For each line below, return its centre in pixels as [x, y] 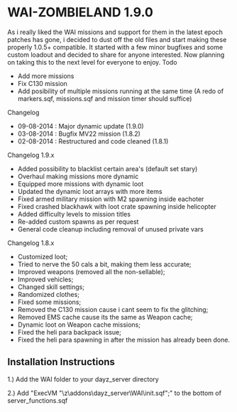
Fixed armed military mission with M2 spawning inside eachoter [111, 199]
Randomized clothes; [49, 294]
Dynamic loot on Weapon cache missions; [79, 325]
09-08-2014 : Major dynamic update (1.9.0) [81, 126]
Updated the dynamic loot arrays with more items [90, 191]
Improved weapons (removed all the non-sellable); [91, 271]
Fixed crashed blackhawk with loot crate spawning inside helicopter [117, 206]
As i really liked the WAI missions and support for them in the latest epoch [115, 32]
